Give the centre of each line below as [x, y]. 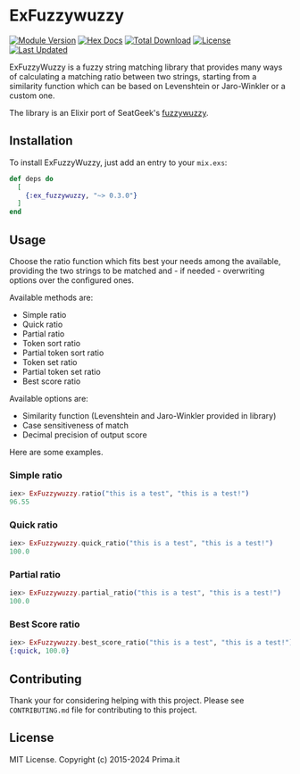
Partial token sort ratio [63, 353]
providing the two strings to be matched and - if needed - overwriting [137, 270]
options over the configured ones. [72, 280]
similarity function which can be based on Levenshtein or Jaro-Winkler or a [147, 86]
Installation [41, 141]
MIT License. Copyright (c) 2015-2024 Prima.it [95, 759]
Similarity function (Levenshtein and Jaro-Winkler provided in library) [149, 415]
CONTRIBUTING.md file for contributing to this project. [103, 710]
